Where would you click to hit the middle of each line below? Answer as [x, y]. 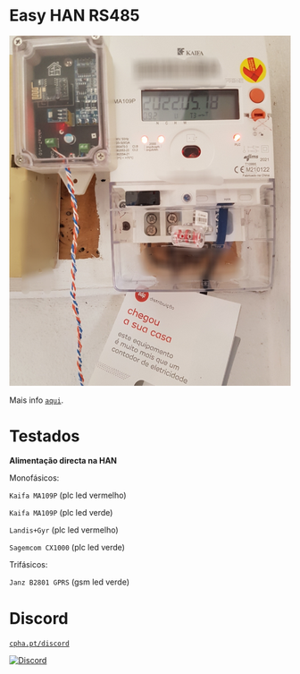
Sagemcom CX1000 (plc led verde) [67, 548]
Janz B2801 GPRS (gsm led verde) [69, 582]
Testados [45, 436]
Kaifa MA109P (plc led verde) [61, 513]
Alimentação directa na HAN [63, 461]
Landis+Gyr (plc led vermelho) [64, 530]
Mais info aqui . [37, 400]
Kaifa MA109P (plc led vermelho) [68, 495]
